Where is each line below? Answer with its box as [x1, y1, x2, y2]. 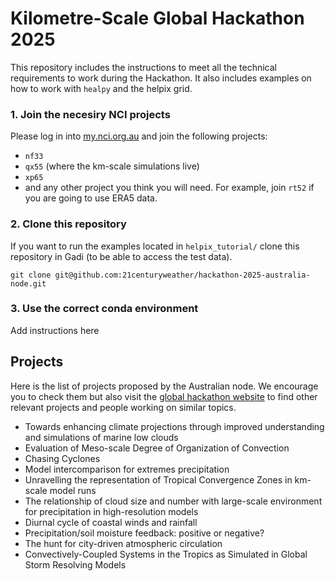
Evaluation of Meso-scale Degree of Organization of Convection [24, 442, 290, 454]
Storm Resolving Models [24, 558, 127, 571]
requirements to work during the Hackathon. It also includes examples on [10, 72, 312, 84]
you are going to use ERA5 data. [24, 192, 158, 204]
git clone [10, 270, 52, 280]
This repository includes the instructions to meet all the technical [10, 61, 277, 73]
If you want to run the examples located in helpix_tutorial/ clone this [10, 240, 300, 252]
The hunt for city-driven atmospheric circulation [24, 537, 223, 549]
